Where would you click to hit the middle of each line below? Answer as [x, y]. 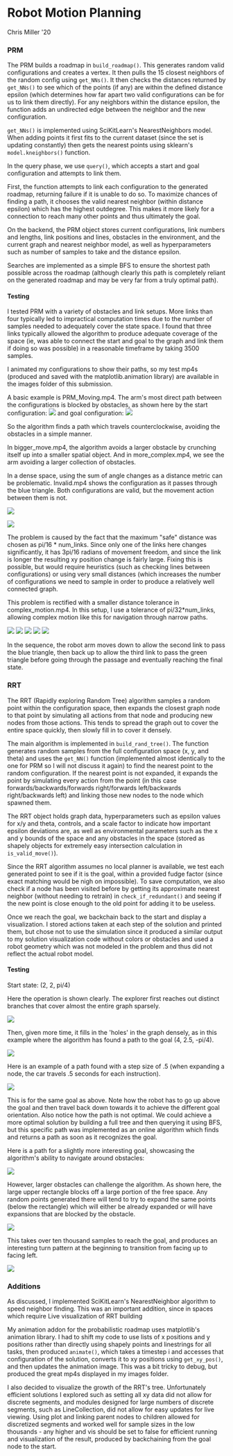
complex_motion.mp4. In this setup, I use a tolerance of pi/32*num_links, [111, 610]
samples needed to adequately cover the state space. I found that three [109, 326]
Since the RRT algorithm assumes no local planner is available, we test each [115, 866]
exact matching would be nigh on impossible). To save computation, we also [116, 881]
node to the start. [32, 1446]
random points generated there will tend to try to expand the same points [112, 1199]
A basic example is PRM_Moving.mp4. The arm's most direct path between [114, 398]
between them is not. [37, 498]
